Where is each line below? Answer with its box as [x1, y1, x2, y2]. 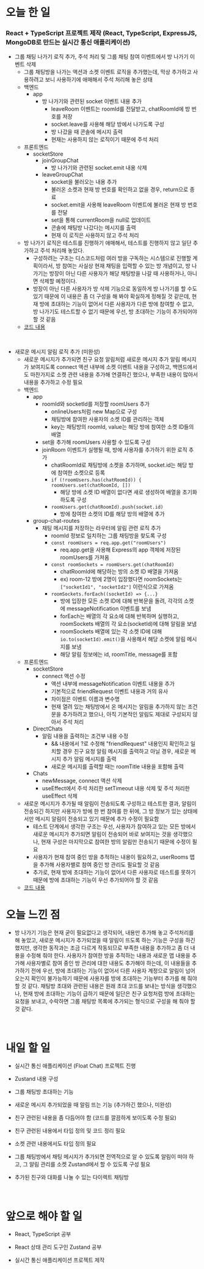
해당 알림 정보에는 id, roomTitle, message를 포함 [60, 651, 178, 658]
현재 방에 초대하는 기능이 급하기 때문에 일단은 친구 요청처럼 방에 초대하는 [23, 990, 196, 997]
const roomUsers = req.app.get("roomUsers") [51, 540, 166, 547]
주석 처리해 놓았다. [40, 247, 85, 254]
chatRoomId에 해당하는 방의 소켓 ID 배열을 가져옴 [60, 568, 179, 575]
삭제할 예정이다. [39, 277, 78, 285]
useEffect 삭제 [42, 792, 78, 800]
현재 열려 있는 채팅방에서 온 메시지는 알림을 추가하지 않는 [51, 703, 187, 710]
